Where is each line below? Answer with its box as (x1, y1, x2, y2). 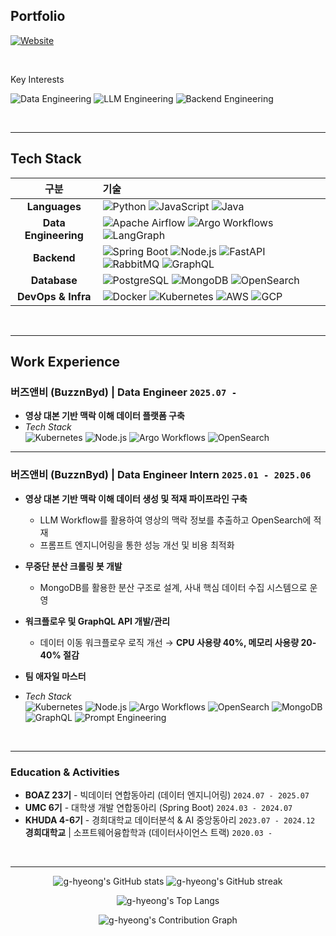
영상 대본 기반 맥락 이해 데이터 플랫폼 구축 (24, 410, 185, 422)
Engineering (24, 228, 84, 242)
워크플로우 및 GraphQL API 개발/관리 (24, 615, 171, 627)
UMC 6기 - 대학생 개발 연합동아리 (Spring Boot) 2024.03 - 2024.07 (24, 801, 293, 813)
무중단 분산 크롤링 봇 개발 (24, 560, 123, 572)
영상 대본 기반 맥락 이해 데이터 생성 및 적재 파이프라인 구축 (24, 492, 248, 504)
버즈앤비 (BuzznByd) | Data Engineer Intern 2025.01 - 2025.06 (10, 468, 312, 482)
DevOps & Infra (17, 289, 92, 303)
